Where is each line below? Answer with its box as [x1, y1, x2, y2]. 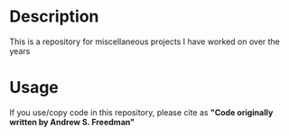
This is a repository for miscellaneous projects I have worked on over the [9, 36, 280, 47]
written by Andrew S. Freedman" [9, 116, 135, 127]
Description [9, 6, 99, 27]
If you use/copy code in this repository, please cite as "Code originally [9, 106, 274, 118]
